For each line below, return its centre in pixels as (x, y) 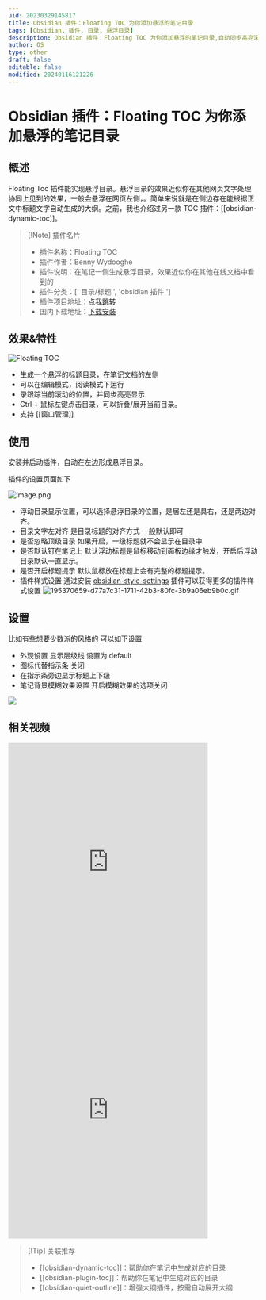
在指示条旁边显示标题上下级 (65, 676)
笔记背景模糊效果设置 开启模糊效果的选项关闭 (93, 685)
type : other (28, 52)
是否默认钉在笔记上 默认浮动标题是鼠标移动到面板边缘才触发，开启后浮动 (139, 551)
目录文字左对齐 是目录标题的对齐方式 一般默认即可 (101, 531)
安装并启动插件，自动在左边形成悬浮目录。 (78, 462)
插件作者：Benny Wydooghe (86, 262)
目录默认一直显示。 (51, 561)
